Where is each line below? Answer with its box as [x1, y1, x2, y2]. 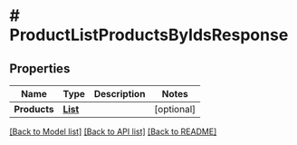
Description [93, 88, 146, 100]
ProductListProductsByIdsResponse [9, 24, 289, 45]
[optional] [153, 103, 196, 115]
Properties [9, 61, 71, 76]
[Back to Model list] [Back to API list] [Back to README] [9, 126, 217, 137]
